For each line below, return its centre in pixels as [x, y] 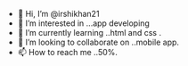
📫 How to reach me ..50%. [68, 52]
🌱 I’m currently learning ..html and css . [90, 33]
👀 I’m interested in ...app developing [83, 23]
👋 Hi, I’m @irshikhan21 [58, 14]
